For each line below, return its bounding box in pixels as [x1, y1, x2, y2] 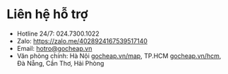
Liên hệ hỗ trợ [6, 6, 89, 22]
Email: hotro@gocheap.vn [16, 44, 92, 52]
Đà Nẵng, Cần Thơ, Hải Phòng [16, 59, 104, 67]
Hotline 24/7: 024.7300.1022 [16, 29, 100, 38]
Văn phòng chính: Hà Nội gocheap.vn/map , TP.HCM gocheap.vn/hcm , [16, 52, 222, 60]
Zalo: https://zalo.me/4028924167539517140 [16, 36, 148, 45]
